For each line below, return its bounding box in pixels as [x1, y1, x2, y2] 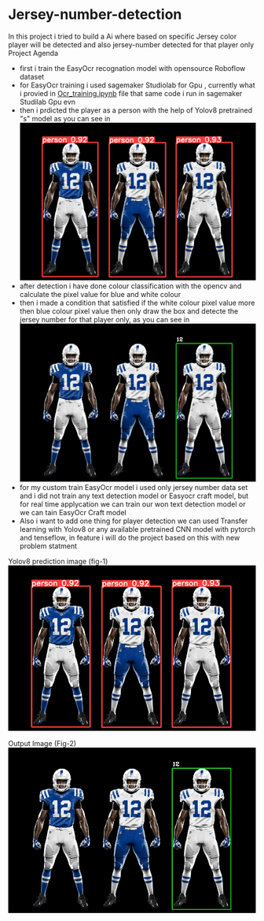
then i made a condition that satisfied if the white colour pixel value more [19, 298, 255, 308]
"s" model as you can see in [19, 113, 111, 123]
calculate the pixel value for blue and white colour [19, 290, 181, 299]
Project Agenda [8, 48, 59, 58]
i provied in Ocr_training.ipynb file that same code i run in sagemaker [19, 88, 243, 98]
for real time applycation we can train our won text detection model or [19, 499, 246, 509]
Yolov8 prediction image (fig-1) [8, 556, 108, 566]
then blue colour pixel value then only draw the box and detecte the [19, 306, 239, 316]
